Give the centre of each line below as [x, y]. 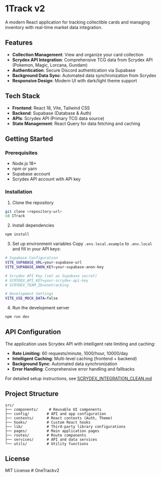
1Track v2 [25, 9]
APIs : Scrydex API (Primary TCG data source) [58, 118]
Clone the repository [33, 202]
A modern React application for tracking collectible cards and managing [78, 22]
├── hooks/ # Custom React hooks [48, 422]
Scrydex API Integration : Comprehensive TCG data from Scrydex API [82, 60]
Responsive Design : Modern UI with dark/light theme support [74, 80]
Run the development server [41, 308]
